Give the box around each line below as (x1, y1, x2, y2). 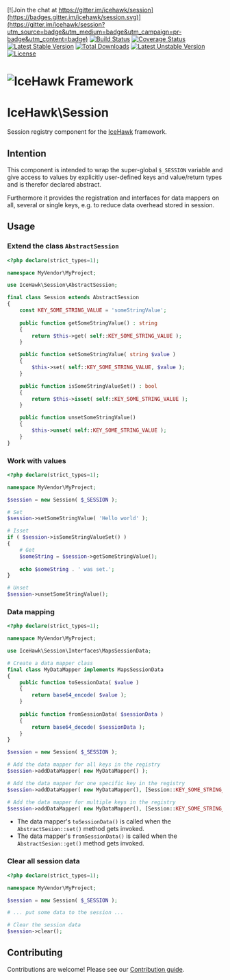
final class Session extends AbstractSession (7, 294, 139, 301)
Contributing (7, 947, 63, 959)
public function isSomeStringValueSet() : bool (19, 382, 157, 390)
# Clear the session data (7, 922, 81, 929)
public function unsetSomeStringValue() (19, 415, 136, 421)
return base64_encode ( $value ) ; (31, 692, 127, 699)
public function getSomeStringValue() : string (19, 319, 157, 327)
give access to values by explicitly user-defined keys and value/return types (7, 173, 222, 181)
